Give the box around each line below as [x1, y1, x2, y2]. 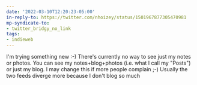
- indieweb [6, 37, 34, 42]
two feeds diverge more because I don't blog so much [6, 72, 141, 79]
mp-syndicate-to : [6, 20, 50, 26]
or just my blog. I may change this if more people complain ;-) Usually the [6, 66, 188, 72]
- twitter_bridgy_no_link [6, 25, 71, 32]
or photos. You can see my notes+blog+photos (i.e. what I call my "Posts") [6, 59, 191, 66]
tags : [6, 31, 20, 37]
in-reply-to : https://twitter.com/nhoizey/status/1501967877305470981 [6, 14, 187, 20]
